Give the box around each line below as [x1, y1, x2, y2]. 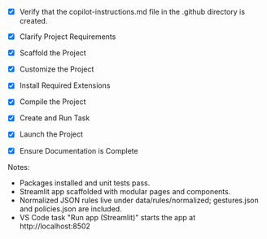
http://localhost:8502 [19, 221, 91, 231]
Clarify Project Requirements [19, 32, 116, 41]
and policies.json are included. [19, 203, 123, 214]
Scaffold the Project [19, 48, 86, 58]
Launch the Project [19, 129, 83, 139]
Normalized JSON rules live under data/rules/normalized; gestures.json [19, 195, 259, 205]
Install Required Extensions [19, 80, 111, 90]
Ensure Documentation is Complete [19, 146, 139, 155]
